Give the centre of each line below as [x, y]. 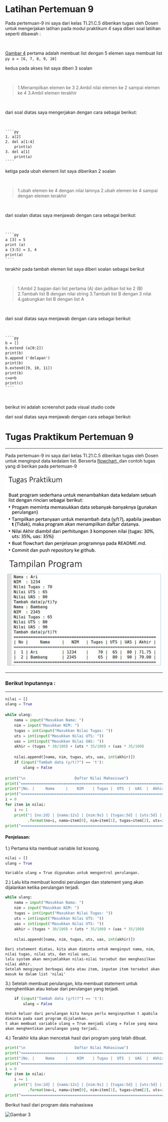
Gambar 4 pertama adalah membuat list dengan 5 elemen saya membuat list [84, 53]
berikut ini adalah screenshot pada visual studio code [60, 407]
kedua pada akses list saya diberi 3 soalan [49, 68]
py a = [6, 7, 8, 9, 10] [31, 59]
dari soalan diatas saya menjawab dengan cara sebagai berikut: [71, 215]
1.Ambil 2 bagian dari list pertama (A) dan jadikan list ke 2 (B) [80, 288]
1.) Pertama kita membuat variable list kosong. [52, 848]
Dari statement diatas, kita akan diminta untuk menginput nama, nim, [80, 949]
